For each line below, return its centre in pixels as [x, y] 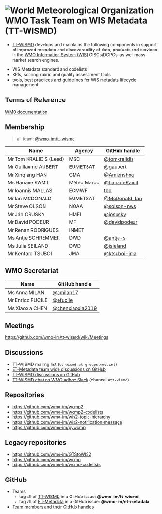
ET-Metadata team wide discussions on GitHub [59, 369]
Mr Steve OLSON [27, 206]
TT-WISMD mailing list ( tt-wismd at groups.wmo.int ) [64, 364]
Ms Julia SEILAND [28, 246]
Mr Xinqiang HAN [27, 175]
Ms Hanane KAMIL [29, 182]
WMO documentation [26, 112]
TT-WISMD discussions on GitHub [46, 374]
